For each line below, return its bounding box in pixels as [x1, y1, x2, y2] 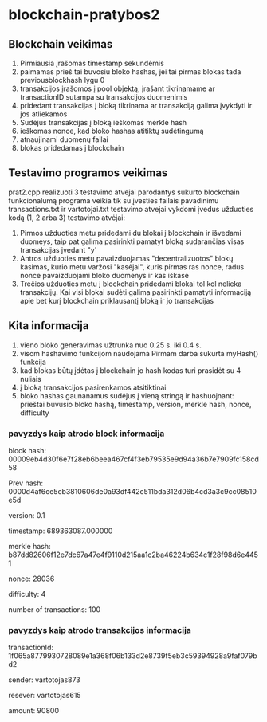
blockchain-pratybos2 [8, 6, 160, 24]
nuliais [19, 374, 41, 383]
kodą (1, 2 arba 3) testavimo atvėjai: [8, 213, 126, 222]
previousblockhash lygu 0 [19, 76, 105, 84]
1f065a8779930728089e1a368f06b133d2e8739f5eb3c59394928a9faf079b [8, 651, 257, 661]
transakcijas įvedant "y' [19, 245, 97, 254]
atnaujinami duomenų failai [19, 135, 109, 144]
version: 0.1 [8, 510, 45, 520]
